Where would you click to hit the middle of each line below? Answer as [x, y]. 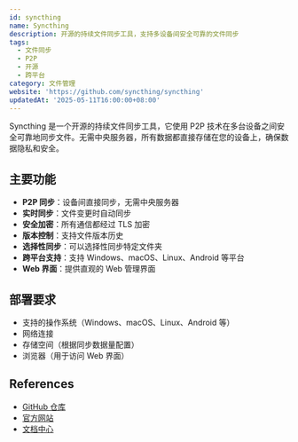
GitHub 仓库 [44, 406]
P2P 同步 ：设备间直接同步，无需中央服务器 [101, 202]
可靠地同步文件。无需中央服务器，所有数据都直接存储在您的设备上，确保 [149, 138]
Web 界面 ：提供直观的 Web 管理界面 [89, 269]
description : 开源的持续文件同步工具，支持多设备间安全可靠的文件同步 [124, 34]
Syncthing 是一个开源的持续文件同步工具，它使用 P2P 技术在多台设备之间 [143, 126]
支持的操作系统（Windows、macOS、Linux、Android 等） [128, 322]
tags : [19, 42]
